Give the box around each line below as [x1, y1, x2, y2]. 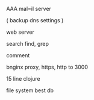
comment [6, 52, 30, 59]
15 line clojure [6, 75, 40, 82]
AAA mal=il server [6, 5, 51, 12]
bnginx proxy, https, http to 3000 [6, 63, 89, 70]
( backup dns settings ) [6, 17, 64, 23]
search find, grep [6, 40, 49, 47]
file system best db [6, 87, 54, 94]
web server [6, 28, 34, 36]
